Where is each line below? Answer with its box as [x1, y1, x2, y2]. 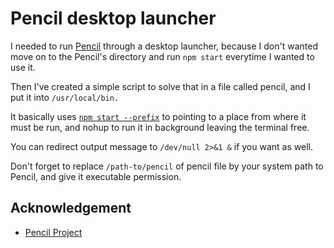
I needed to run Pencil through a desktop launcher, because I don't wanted [10, 40, 318, 52]
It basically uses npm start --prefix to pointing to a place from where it [10, 110, 307, 122]
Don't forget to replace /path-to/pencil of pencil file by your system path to [10, 160, 324, 172]
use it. [10, 61, 36, 73]
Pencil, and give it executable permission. [10, 170, 182, 182]
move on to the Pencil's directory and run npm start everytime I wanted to [10, 50, 315, 62]
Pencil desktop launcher [10, 7, 217, 30]
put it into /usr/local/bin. [10, 91, 120, 103]
